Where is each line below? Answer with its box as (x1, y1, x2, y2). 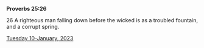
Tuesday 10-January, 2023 (6, 35, 74, 41)
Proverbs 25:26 (6, 5, 47, 12)
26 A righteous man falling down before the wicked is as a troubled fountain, (6, 17, 198, 23)
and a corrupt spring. (6, 23, 60, 30)
